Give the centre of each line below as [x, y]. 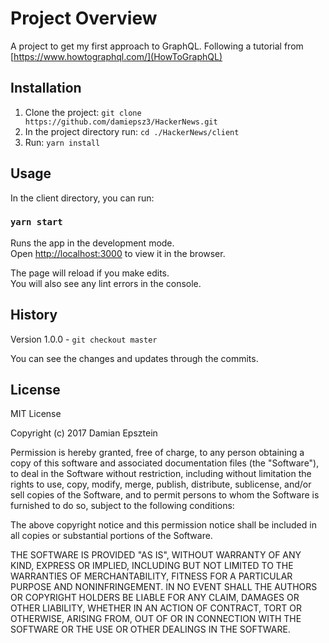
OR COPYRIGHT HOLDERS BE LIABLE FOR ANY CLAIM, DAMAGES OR [155, 598]
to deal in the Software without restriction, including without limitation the [161, 474]
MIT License [36, 414]
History [34, 315]
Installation [46, 88]
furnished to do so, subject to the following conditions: [122, 506]
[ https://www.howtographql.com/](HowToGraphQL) [116, 56]
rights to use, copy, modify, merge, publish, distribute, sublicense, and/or [161, 484]
